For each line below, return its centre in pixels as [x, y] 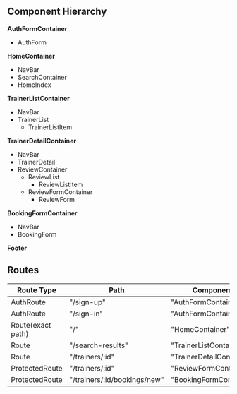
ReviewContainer [42, 169]
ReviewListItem [61, 184]
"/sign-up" [87, 302]
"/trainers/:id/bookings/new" [117, 379]
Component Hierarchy [57, 12]
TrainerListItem [50, 127]
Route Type [37, 290]
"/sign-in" [86, 314]
